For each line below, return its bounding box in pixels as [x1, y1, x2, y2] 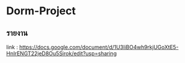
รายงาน [6, 28, 28, 38]
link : [6, 43, 18, 51]
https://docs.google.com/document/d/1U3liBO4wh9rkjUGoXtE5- [19, 43, 179, 51]
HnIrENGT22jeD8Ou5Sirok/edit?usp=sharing [6, 50, 117, 57]
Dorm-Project [6, 4, 76, 18]
